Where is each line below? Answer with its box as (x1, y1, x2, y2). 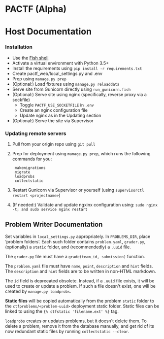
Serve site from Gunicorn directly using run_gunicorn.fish (12, 86, 131, 92)
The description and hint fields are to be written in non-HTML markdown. (5, 268, 156, 274)
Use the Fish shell (12, 55, 49, 61)
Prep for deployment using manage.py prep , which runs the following (12, 150, 151, 156)
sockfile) (12, 97, 31, 102)
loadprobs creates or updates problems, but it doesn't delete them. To (5, 318, 147, 324)
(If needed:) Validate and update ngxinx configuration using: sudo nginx (12, 202, 158, 207)
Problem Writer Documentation (5, 220, 103, 229)
